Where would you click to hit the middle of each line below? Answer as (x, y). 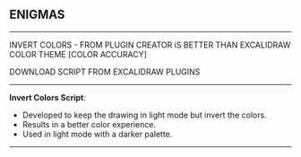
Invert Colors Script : (48, 97)
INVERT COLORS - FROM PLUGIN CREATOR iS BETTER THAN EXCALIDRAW (150, 45)
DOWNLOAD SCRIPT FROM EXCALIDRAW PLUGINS (105, 72)
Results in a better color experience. (89, 124)
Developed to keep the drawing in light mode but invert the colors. (144, 115)
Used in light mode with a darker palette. (97, 134)
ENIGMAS (37, 15)
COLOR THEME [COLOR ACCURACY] (78, 54)
